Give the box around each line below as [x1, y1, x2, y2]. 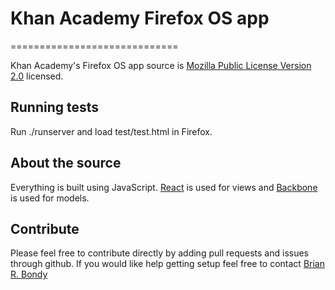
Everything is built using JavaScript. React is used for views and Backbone [10, 181, 318, 193]
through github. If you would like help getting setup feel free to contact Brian [10, 258, 325, 270]
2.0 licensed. [10, 70, 64, 82]
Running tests [10, 99, 100, 116]
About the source [10, 155, 122, 172]
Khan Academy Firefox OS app [10, 7, 270, 30]
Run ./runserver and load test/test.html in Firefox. [10, 125, 213, 137]
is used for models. [10, 192, 90, 204]
